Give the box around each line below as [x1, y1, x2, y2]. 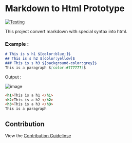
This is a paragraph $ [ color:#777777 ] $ [5, 65, 86, 70]
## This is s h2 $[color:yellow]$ [5, 56, 75, 61]
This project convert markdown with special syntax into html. [5, 28, 128, 34]
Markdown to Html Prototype [5, 3, 125, 14]
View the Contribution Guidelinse [5, 133, 72, 139]
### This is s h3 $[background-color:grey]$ [5, 60, 97, 66]
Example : [5, 40, 29, 47]
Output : [5, 74, 21, 80]
